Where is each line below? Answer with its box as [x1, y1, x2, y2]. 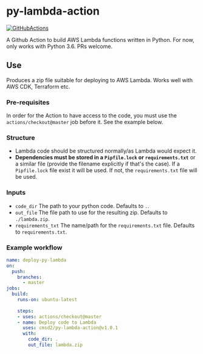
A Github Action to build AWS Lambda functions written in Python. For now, [6, 36, 194, 43]
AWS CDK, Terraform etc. [6, 83, 71, 90]
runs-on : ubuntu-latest [17, 297, 78, 303]
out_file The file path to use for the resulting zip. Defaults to [15, 209, 168, 216]
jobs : [6, 285, 20, 291]
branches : [17, 274, 43, 280]
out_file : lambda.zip [28, 342, 83, 348]
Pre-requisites [6, 98, 50, 106]
